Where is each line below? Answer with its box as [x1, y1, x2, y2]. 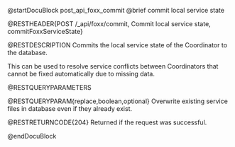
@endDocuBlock [7, 132, 57, 140]
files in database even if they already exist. [7, 105, 133, 112]
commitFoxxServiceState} [7, 28, 83, 35]
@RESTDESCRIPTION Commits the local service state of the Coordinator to [7, 41, 228, 49]
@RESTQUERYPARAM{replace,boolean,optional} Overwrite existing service [7, 97, 229, 105]
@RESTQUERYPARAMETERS [7, 83, 92, 91]
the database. [7, 49, 48, 57]
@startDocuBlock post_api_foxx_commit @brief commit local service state [7, 6, 225, 14]
